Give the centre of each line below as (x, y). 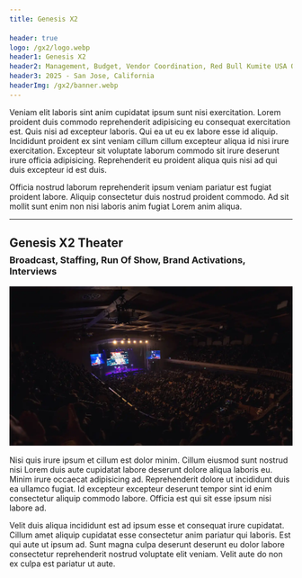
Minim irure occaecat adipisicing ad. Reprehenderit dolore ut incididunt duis (150, 479)
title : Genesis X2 (44, 19)
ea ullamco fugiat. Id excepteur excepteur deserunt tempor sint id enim (141, 488)
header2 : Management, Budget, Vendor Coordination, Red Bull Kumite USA (148, 67)
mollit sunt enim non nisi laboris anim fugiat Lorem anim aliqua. (126, 206)
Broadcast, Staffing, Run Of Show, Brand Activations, (128, 260)
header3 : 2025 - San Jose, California (82, 77)
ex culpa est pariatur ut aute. (62, 564)
